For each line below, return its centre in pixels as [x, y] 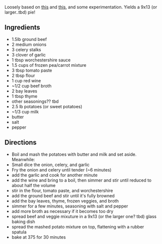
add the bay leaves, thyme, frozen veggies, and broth [65, 201]
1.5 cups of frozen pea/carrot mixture [49, 65]
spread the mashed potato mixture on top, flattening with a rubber [78, 226]
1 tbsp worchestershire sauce [41, 60]
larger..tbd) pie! [20, 12]
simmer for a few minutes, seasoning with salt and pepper [70, 206]
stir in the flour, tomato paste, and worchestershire [62, 190]
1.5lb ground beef [29, 39]
